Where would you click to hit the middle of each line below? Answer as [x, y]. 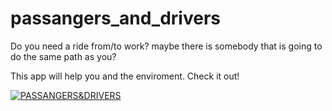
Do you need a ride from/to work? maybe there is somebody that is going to [166, 46]
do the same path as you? [63, 56]
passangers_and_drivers [115, 18]
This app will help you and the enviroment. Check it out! [125, 76]
